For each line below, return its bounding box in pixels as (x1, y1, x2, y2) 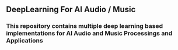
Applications (6, 37, 43, 45)
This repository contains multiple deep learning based (6, 22, 163, 30)
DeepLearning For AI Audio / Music (6, 5, 136, 15)
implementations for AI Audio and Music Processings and (6, 29, 173, 37)
